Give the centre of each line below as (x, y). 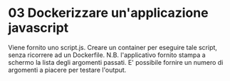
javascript (38, 28)
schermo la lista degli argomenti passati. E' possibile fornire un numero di (116, 62)
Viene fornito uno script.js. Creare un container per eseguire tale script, (113, 47)
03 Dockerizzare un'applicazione (108, 13)
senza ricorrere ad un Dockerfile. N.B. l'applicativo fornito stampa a (107, 55)
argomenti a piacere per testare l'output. (67, 70)
